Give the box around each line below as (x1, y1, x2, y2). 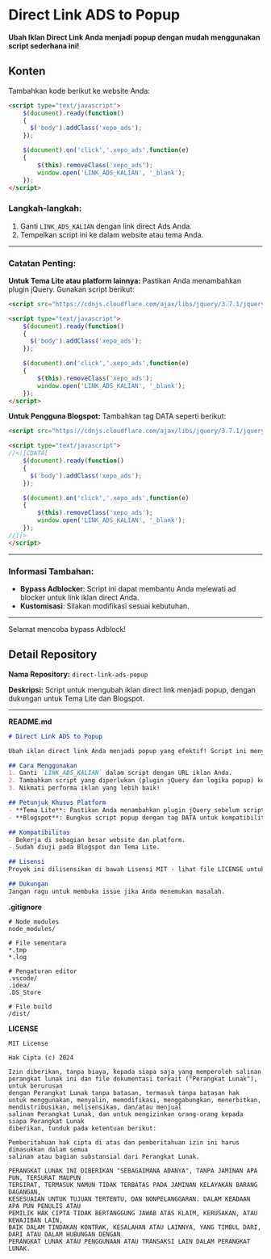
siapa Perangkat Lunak (8, 1117, 85, 1125)
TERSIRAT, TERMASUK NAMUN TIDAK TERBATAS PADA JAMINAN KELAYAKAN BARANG (8, 1181, 258, 1189)
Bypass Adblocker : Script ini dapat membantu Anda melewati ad (19, 584, 236, 594)
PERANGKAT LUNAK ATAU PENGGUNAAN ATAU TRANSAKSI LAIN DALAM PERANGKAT (8, 1237, 251, 1245)
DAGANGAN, (8, 1188, 42, 1196)
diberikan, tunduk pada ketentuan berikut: (8, 1124, 157, 1132)
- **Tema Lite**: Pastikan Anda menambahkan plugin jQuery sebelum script (8, 806, 265, 814)
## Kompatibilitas (8, 828, 70, 836)
